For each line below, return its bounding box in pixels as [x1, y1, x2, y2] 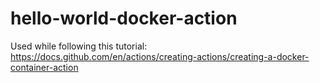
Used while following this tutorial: [10, 40, 148, 52]
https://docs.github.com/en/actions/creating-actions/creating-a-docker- [10, 50, 310, 62]
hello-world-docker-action [10, 7, 238, 30]
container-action [10, 61, 79, 73]
